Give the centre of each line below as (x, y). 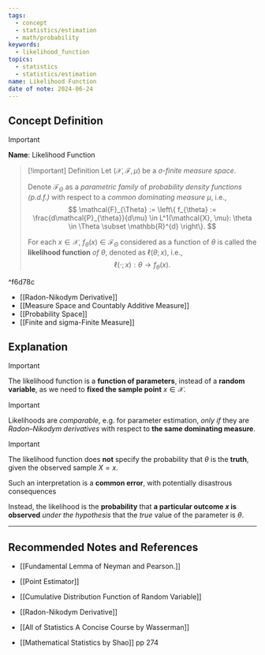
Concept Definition (56, 120)
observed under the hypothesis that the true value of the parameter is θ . (126, 515)
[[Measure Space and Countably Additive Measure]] (105, 305)
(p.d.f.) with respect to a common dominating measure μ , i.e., (127, 197)
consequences (32, 491)
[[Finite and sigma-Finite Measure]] (77, 322)
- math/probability (47, 37)
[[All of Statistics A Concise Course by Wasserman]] (105, 627)
